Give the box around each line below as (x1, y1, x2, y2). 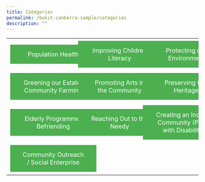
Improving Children (92, 47, 148, 55)
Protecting (165, 47, 196, 55)
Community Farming (24, 86, 82, 95)
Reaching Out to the (91, 115, 148, 123)
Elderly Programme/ (24, 115, 82, 123)
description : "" (6, 20, 48, 26)
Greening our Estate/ (23, 78, 84, 87)
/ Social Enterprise (27, 158, 80, 167)
